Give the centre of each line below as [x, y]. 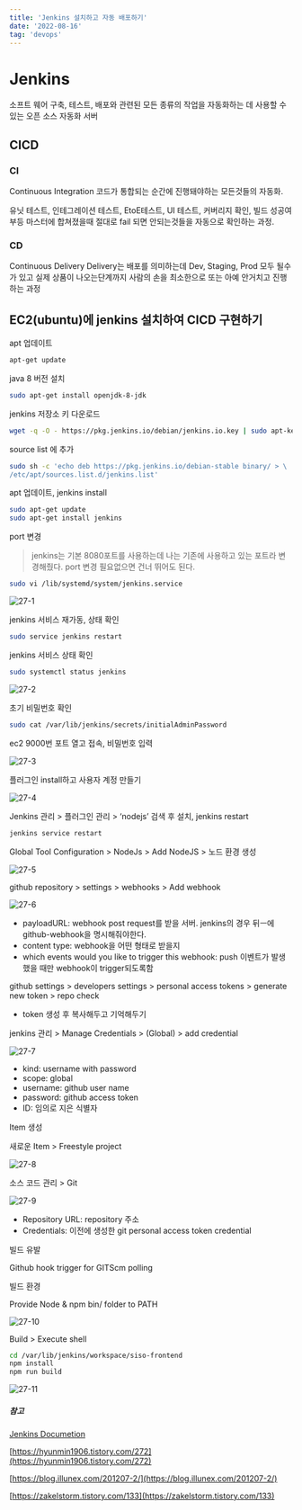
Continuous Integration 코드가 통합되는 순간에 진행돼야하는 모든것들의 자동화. [147, 191]
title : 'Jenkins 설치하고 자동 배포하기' [79, 18]
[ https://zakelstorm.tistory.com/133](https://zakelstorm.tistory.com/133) [142, 1496]
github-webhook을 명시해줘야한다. [84, 934]
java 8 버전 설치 [37, 378]
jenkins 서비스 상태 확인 [51, 655]
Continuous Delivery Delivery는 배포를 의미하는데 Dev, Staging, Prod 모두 [142, 266]
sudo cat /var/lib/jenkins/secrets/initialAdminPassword [118, 725]
